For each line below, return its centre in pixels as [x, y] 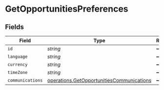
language [18, 57]
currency [18, 64]
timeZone [18, 72]
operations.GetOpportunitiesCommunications [99, 80]
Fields [15, 27]
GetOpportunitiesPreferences [67, 9]
